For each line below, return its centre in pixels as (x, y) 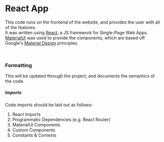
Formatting (19, 65)
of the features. (21, 27)
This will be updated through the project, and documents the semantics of (80, 76)
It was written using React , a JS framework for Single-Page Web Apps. (77, 32)
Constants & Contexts (34, 135)
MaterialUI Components (36, 125)
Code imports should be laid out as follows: (49, 105)
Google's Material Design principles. (42, 43)
